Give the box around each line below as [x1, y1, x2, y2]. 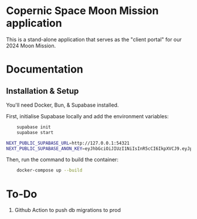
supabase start [16, 129, 54, 135]
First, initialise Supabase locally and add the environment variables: [6, 112, 169, 119]
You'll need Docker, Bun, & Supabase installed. [6, 101, 119, 108]
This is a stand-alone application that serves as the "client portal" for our [6, 36, 182, 43]
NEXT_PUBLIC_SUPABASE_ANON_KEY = [6, 145, 85, 152]
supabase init [16, 124, 51, 130]
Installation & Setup [6, 86, 79, 96]
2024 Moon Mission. [6, 42, 56, 49]
